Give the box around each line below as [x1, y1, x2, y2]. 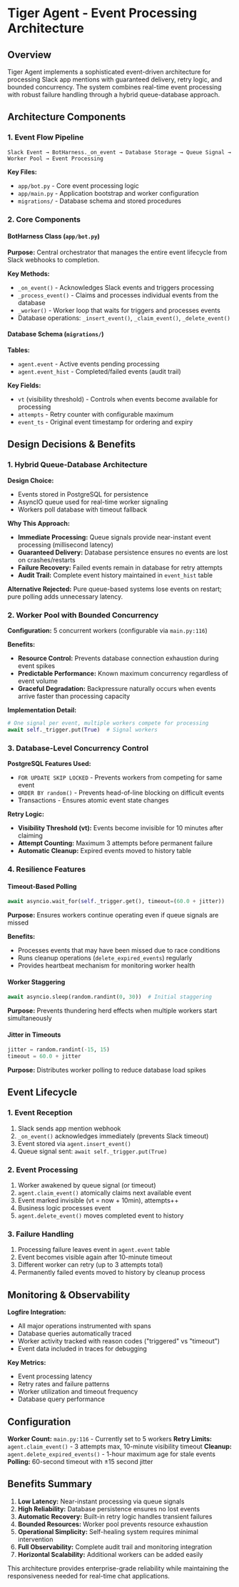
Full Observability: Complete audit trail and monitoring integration [17, 1542, 213, 1551]
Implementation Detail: [7, 706, 77, 714]
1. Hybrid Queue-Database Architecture [7, 459, 148, 469]
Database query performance [17, 1395, 106, 1403]
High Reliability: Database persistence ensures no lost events [17, 1504, 200, 1513]
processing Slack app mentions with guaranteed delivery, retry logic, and [7, 75, 223, 84]
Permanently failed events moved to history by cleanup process [17, 1268, 205, 1277]
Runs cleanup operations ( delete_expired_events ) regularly [17, 954, 193, 962]
